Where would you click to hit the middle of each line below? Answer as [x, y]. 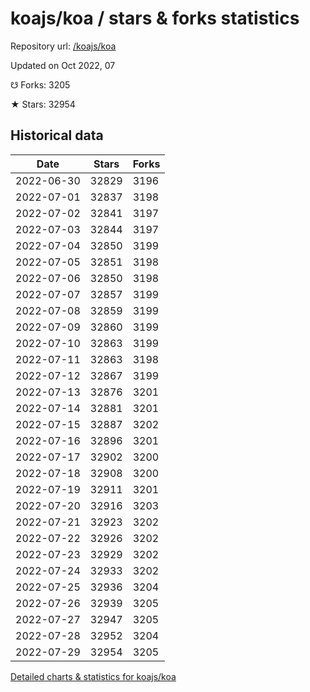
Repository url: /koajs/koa [63, 46]
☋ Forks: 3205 [40, 84]
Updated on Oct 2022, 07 [63, 65]
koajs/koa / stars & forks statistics [155, 18]
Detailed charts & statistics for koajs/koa [93, 676]
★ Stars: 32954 [43, 104]
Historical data [57, 135]
